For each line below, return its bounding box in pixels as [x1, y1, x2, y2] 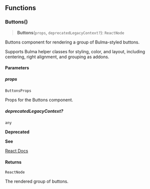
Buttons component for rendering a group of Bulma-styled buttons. [5, 39, 140, 45]
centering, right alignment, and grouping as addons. [5, 54, 110, 60]
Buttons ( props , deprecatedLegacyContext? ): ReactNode [17, 29, 125, 36]
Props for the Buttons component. [5, 97, 74, 103]
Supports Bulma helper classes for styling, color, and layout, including [5, 48, 145, 54]
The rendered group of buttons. [5, 178, 69, 185]
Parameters [5, 65, 29, 71]
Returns [5, 159, 22, 165]
